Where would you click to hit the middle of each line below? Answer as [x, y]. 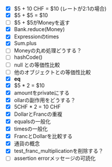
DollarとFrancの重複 [38, 114]
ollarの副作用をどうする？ [45, 100]
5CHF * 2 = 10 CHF [37, 106]
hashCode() [28, 57]
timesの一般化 [31, 129]
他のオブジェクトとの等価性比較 [52, 72]
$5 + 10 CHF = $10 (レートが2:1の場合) [60, 9]
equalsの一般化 [32, 121]
